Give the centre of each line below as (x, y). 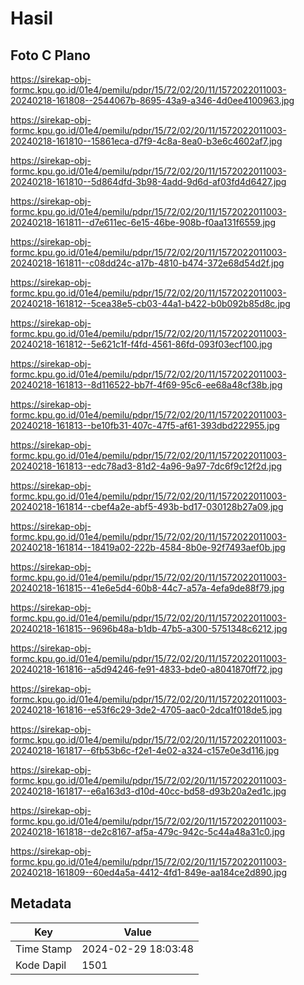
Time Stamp (44, 949)
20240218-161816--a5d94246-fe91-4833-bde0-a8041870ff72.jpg (146, 669)
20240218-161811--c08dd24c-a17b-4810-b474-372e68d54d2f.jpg (147, 263)
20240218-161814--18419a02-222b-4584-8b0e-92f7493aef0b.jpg (148, 547)
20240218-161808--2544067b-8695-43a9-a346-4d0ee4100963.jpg (152, 100)
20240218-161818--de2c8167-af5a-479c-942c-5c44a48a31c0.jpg (148, 831)
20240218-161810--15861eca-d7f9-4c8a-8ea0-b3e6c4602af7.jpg (146, 141)
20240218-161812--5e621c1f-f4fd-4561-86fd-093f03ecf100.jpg (141, 344)
